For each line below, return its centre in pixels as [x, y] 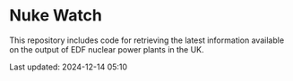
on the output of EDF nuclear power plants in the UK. [107, 49]
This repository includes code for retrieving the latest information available [147, 40]
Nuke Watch [56, 16]
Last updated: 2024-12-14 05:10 [69, 67]
